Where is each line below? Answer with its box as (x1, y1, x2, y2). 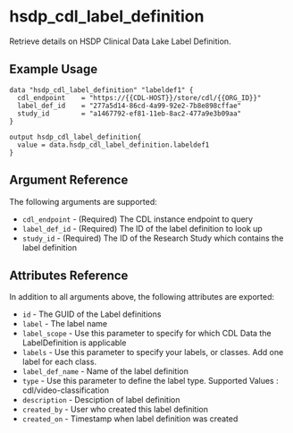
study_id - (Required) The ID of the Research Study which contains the (21, 233, 284, 243)
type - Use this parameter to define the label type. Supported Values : (21, 376, 279, 386)
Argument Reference (9, 173, 129, 188)
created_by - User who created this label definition (21, 404, 208, 415)
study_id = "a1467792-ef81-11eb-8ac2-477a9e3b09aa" (17, 109, 242, 118)
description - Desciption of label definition (21, 395, 180, 405)
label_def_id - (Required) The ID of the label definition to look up (21, 223, 264, 233)
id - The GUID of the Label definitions (21, 309, 162, 319)
